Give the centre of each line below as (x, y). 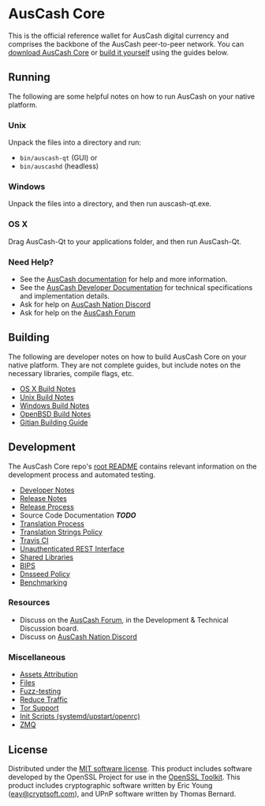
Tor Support (39, 708)
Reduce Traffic (44, 699)
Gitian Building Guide (54, 422)
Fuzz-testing (40, 691)
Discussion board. (49, 628)
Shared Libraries (46, 557)
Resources (29, 603)
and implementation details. (65, 296)
